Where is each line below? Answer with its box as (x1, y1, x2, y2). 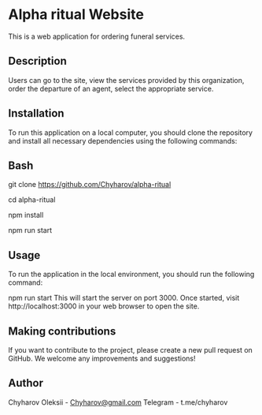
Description (8, 54, 67, 68)
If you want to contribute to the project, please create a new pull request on (8, 346, 253, 354)
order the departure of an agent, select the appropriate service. (8, 84, 214, 93)
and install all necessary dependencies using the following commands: (8, 136, 238, 145)
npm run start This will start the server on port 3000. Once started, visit (8, 293, 240, 303)
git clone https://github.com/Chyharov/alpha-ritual (8, 180, 172, 189)
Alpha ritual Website (8, 6, 144, 24)
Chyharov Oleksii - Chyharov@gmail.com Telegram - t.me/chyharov (8, 397, 228, 407)
